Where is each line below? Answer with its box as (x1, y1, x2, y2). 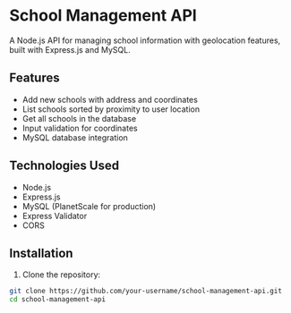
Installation (9, 245, 73, 260)
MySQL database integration (21, 131, 128, 143)
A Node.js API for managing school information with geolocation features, (9, 35, 281, 46)
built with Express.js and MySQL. (9, 44, 132, 55)
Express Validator (21, 210, 88, 221)
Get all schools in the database (21, 113, 137, 123)
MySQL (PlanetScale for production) (21, 200, 157, 211)
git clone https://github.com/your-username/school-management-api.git (9, 287, 282, 296)
